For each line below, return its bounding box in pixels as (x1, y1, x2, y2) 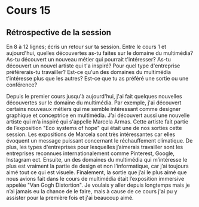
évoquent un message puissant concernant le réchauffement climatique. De (6, 137, 193, 144)
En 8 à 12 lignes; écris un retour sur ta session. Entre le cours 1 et (6, 43, 167, 50)
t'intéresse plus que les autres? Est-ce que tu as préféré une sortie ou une (6, 75, 189, 82)
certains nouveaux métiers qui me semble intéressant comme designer (6, 106, 181, 112)
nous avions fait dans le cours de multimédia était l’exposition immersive (6, 175, 185, 182)
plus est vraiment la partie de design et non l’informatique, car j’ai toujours (6, 162, 189, 169)
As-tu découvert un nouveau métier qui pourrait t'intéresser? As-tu (6, 56, 172, 63)
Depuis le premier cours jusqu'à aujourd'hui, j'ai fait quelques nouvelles (6, 93, 182, 100)
